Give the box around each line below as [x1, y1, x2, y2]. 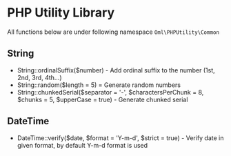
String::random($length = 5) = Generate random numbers [17, 81, 181, 89]
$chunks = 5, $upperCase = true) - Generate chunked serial [17, 95, 188, 104]
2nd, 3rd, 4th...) [17, 73, 62, 81]
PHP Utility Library [7, 5, 115, 21]
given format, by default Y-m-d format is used [17, 141, 148, 149]
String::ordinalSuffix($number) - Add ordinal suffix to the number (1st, [17, 66, 215, 74]
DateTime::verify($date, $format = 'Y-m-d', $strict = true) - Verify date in [17, 133, 224, 142]
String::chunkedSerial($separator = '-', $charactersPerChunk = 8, [17, 88, 204, 96]
